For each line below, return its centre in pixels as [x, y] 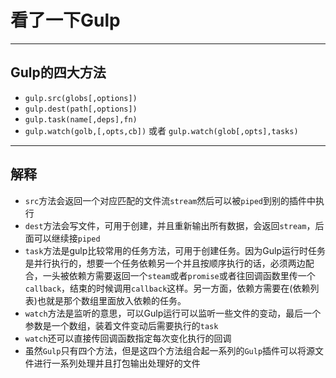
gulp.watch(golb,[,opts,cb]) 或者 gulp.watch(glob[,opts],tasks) [161, 130]
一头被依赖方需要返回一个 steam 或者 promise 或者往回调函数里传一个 [179, 275]
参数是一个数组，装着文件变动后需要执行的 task [121, 325]
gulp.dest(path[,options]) [81, 109]
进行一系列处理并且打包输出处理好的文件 [117, 363]
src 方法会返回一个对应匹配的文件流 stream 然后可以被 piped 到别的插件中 [170, 200]
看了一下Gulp [65, 20]
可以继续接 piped [67, 238]
